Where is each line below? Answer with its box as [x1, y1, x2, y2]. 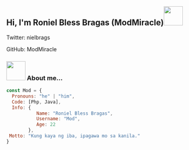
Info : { [12, 104, 32, 110]
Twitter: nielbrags [6, 34, 51, 41]
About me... [26, 74, 63, 82]
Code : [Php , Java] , [12, 99, 62, 105]
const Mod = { [6, 88, 43, 94]
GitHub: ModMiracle [6, 45, 57, 52]
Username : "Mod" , [36, 116, 80, 122]
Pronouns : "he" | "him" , [12, 93, 75, 99]
